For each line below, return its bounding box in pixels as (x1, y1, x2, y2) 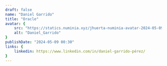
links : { (5, 44, 23, 49)
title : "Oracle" (5, 16, 39, 21)
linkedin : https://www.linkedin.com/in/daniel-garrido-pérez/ (14, 49, 146, 54)
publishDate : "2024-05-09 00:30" (5, 40, 75, 45)
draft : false (5, 7, 32, 12)
